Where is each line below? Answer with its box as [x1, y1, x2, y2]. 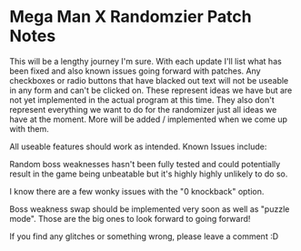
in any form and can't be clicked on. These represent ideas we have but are [9, 85, 293, 95]
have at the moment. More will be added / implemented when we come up [9, 114, 288, 125]
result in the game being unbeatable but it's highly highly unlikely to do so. [9, 168, 288, 179]
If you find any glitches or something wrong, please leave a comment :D [9, 230, 279, 242]
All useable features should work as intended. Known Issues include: [9, 141, 267, 152]
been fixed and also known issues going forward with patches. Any [9, 65, 261, 76]
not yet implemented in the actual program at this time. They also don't [9, 94, 275, 105]
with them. [9, 123, 49, 134]
